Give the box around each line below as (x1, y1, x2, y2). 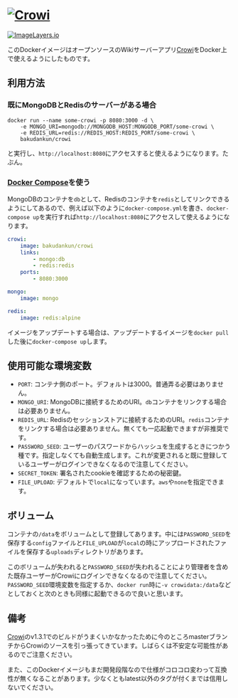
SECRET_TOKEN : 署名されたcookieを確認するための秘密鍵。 (17, 469, 185, 477)
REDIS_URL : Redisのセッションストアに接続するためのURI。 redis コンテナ (17, 416, 229, 424)
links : (20, 249, 40, 256)
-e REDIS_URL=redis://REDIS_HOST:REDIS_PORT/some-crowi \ (20, 129, 195, 137)
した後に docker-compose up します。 (7, 337, 112, 345)
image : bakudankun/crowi (20, 242, 94, 249)
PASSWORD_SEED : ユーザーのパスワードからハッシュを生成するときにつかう (17, 442, 231, 451)
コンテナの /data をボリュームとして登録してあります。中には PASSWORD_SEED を (7, 530, 232, 539)
